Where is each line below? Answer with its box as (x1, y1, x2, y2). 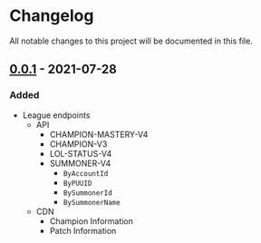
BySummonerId (63, 188, 113, 198)
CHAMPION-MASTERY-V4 (49, 129, 149, 140)
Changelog (9, 5, 94, 26)
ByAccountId (63, 169, 109, 178)
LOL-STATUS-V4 (49, 148, 112, 159)
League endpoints (22, 110, 91, 121)
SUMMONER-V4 (49, 158, 111, 169)
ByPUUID (63, 179, 92, 188)
